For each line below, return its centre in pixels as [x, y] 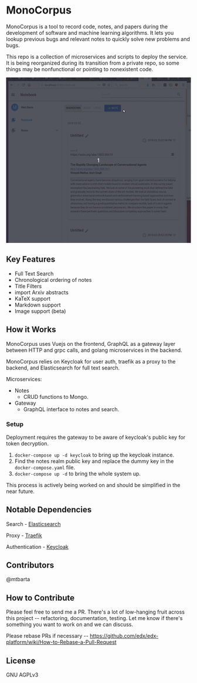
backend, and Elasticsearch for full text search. [63, 368]
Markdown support [38, 305]
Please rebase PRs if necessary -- [47, 636]
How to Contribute [40, 598]
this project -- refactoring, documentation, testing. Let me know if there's [94, 618]
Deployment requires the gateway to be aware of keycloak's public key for [96, 437]
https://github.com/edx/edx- [124, 636]
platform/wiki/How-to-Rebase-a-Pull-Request [61, 642]
